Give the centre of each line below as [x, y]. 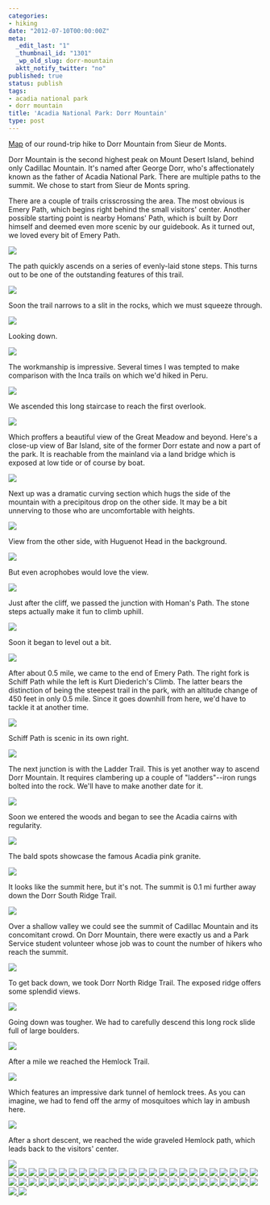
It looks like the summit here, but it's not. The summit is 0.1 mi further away [132, 887]
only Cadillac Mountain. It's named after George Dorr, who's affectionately [132, 168]
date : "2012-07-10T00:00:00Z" [59, 31]
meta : [17, 38]
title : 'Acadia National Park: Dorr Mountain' [88, 114]
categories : [28, 16]
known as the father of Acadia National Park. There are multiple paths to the [135, 176]
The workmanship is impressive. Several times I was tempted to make [124, 366]
